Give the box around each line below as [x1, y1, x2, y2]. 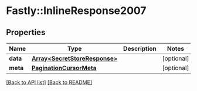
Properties [6, 27, 46, 37]
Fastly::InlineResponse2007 [6, 4, 147, 17]
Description [123, 45, 157, 52]
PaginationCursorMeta [31, 64, 97, 72]
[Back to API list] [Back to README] [6, 79, 93, 86]
